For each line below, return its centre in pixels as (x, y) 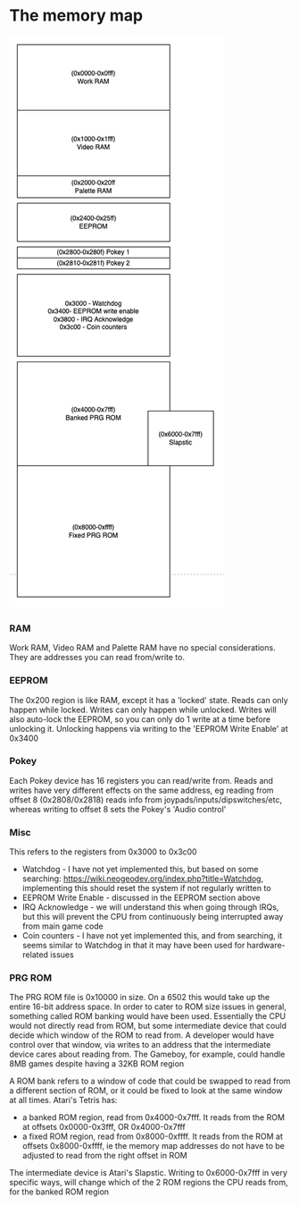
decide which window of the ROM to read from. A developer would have (142, 1035)
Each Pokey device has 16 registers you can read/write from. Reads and (141, 780)
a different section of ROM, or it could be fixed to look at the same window (146, 1091)
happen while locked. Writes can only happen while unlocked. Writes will (143, 709)
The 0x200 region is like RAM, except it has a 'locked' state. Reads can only (149, 700)
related (35, 955)
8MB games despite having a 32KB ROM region (97, 1064)
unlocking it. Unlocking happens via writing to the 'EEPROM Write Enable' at (149, 728)
